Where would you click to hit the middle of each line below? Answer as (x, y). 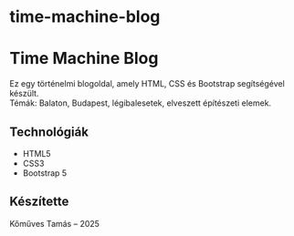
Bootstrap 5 (45, 173)
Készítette (39, 202)
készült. (24, 94)
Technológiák (49, 132)
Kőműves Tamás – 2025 (55, 223)
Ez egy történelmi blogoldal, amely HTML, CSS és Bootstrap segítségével (147, 84)
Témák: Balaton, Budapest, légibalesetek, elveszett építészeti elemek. (141, 103)
